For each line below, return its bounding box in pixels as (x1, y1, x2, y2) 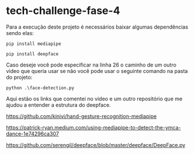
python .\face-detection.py (6, 85, 75, 91)
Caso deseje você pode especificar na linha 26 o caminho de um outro (6, 61, 176, 68)
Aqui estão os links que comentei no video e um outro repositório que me (6, 95, 183, 102)
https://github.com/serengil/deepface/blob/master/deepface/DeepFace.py (6, 141, 186, 148)
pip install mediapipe (6, 41, 61, 47)
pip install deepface (6, 51, 59, 57)
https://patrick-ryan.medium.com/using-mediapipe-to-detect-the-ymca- (6, 124, 181, 131)
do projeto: (6, 73, 33, 80)
